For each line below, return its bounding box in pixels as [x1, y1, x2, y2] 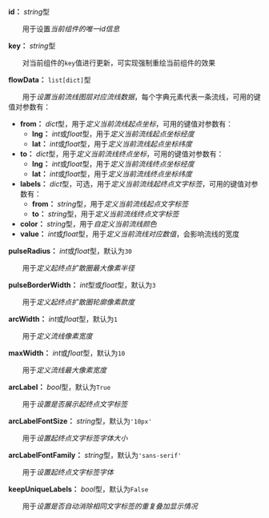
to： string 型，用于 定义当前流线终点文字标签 [31, 209, 179, 219]
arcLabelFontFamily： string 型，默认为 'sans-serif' [8, 451, 182, 460]
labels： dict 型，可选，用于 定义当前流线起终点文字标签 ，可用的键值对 [19, 179, 252, 188]
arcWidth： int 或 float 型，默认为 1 [8, 315, 118, 323]
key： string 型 [8, 41, 56, 50]
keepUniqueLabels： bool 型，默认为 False [8, 484, 149, 494]
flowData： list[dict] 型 [8, 75, 91, 84]
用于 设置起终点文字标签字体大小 [22, 433, 128, 443]
